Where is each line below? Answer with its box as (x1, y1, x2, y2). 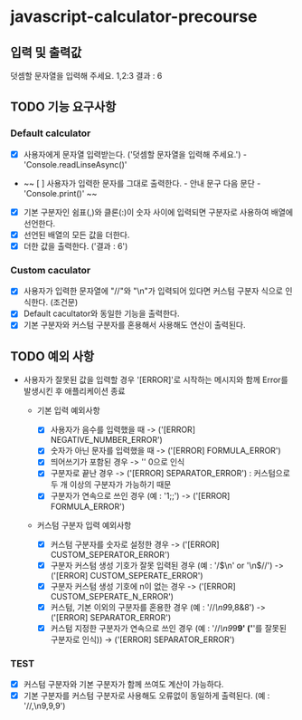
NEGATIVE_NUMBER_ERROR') (50, 435, 164, 446)
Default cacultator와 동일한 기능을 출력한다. (23, 308, 180, 319)
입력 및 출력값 (10, 44, 82, 60)
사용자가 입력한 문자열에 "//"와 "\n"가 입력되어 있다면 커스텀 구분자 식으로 (23, 285, 284, 296)
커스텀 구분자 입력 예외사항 (36, 519, 132, 531)
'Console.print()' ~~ (23, 187, 98, 198)
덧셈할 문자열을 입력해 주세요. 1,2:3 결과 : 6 (10, 71, 163, 81)
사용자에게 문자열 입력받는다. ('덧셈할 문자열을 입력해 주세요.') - (23, 149, 248, 159)
